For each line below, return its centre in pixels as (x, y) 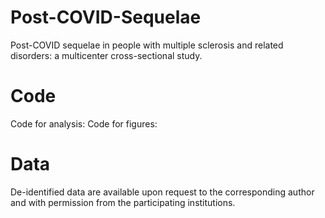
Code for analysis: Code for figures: (84, 123)
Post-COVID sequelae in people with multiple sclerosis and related (147, 45)
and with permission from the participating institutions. (123, 202)
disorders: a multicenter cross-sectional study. (106, 55)
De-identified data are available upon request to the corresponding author (162, 192)
